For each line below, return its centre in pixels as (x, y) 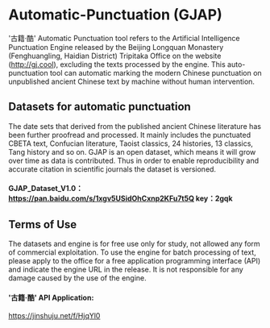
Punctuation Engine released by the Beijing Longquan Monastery (116, 47)
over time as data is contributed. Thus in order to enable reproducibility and (134, 160)
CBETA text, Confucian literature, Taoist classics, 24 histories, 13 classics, (131, 143)
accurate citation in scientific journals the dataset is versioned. (112, 169)
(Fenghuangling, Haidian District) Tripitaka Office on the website (115, 56)
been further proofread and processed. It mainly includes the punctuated (130, 135)
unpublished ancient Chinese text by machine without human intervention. (132, 81)
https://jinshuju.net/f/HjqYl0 (54, 316)
